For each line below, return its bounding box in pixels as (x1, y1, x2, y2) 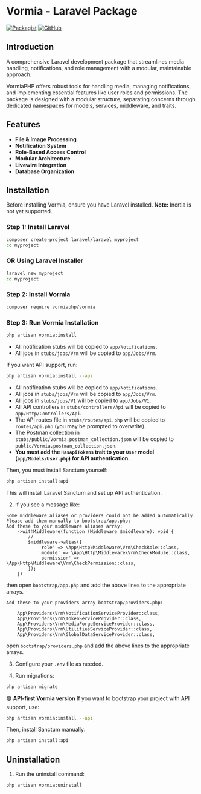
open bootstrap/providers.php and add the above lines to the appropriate (6, 642, 190, 649)
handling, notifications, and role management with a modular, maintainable (6, 64, 192, 71)
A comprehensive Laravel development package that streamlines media (6, 58, 185, 65)
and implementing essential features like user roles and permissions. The (6, 89, 188, 96)
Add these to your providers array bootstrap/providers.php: (6, 600, 164, 606)
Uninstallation (6, 754, 60, 764)
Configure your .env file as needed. (14, 660, 104, 667)
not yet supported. (6, 208, 53, 215)
